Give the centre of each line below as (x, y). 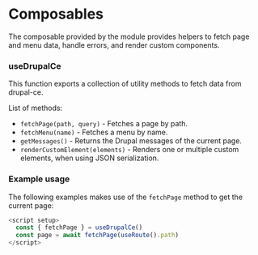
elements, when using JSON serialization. (89, 158)
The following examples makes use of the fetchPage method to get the (126, 197)
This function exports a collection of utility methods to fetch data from (125, 84)
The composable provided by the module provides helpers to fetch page (129, 36)
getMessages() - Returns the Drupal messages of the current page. (131, 141)
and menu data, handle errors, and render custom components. (114, 45)
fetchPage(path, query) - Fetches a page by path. (104, 124)
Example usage (39, 179)
